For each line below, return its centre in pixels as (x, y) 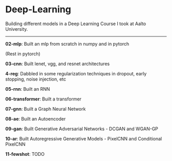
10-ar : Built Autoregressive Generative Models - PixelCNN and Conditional (84, 138)
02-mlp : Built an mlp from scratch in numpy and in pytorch (67, 44)
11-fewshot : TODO (25, 154)
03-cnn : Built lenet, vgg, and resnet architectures (58, 64)
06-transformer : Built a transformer (44, 99)
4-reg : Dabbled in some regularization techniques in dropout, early (76, 73)
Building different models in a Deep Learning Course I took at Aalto (76, 24)
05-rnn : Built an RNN (28, 89)
